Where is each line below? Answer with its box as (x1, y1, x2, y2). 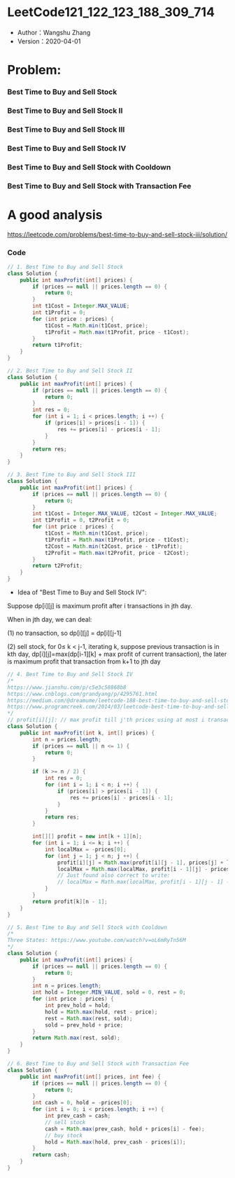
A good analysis (7, 207, 103, 223)
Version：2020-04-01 (17, 36, 81, 46)
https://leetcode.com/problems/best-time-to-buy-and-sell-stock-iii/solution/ (7, 230, 227, 238)
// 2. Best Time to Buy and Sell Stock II (7, 367, 133, 375)
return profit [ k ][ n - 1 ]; (32, 898, 108, 905)
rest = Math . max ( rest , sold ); (44, 1015, 133, 1022)
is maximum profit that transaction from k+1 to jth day (7, 657, 161, 666)
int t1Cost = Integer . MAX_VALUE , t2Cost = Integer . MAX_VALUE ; (32, 510, 218, 517)
